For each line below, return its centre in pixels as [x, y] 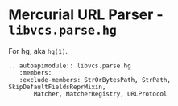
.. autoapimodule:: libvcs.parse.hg [70, 66]
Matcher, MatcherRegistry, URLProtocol [100, 94]
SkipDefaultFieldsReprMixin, [57, 87]
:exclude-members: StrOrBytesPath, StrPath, [95, 79]
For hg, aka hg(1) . [38, 51]
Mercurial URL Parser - [86, 15]
